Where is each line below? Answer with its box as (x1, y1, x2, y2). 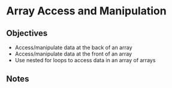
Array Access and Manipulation (6, 4, 167, 18)
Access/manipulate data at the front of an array (14, 50, 132, 57)
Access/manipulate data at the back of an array (14, 44, 133, 51)
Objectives (6, 28, 48, 38)
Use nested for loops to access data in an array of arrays (14, 57, 156, 63)
